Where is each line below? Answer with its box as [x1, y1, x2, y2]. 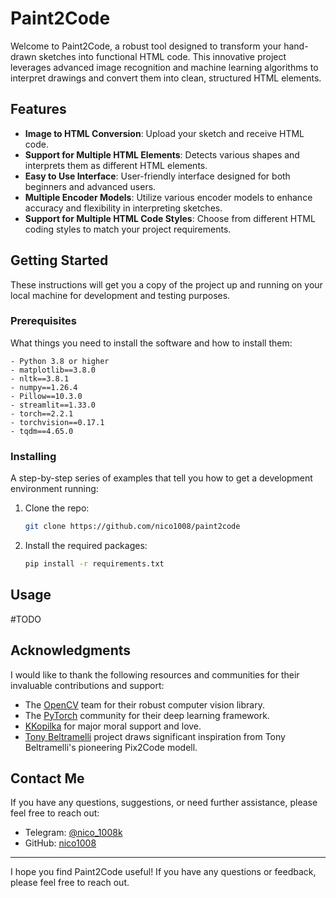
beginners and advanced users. [24, 180, 157, 192]
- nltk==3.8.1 [10, 373, 70, 384]
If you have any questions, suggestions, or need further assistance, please [10, 797, 318, 809]
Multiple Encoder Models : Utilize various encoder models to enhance [24, 191, 313, 203]
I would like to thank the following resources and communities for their [10, 668, 300, 681]
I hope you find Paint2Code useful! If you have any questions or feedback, [10, 866, 317, 878]
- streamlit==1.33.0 [10, 400, 97, 410]
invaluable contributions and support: [10, 679, 165, 691]
